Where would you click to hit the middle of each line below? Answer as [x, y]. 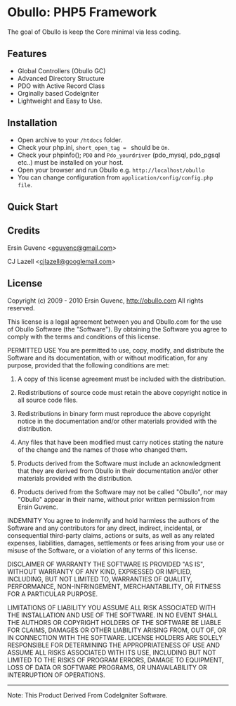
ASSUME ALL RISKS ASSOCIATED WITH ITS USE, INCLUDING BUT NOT [112, 653]
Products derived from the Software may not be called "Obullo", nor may [122, 492]
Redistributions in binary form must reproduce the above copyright [114, 413]
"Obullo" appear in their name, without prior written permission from [116, 499]
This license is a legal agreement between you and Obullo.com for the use [115, 322]
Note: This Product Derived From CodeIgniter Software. [87, 695]
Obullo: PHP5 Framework [82, 12]
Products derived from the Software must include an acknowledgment [119, 463]
